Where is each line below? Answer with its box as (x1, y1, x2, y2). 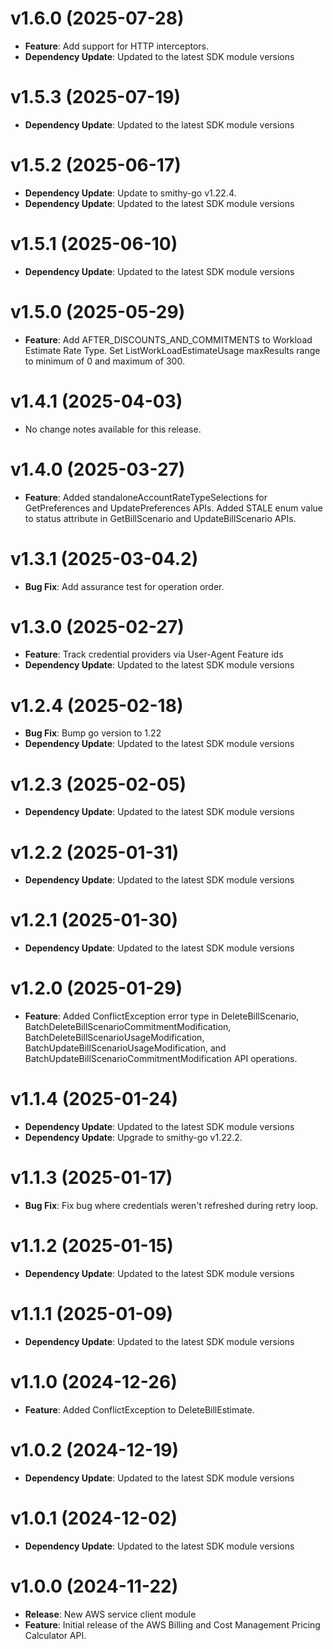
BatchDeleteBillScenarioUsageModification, (24, 1032, 205, 1044)
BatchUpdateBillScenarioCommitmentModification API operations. (24, 1053, 298, 1065)
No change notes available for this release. (24, 423, 202, 435)
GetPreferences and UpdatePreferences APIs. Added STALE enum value (24, 502, 324, 514)
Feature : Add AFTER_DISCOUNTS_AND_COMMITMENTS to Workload (24, 333, 313, 346)
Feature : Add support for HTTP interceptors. (24, 40, 209, 52)
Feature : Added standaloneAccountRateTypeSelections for (24, 491, 268, 503)
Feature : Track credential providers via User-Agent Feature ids (24, 648, 284, 661)
